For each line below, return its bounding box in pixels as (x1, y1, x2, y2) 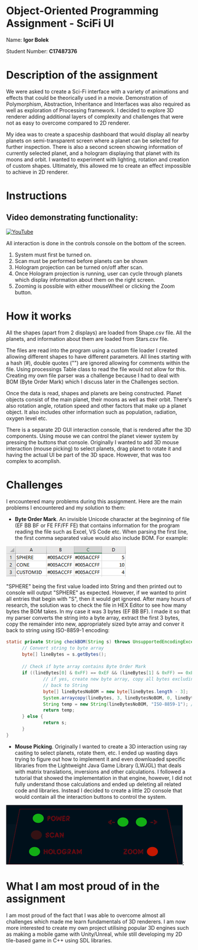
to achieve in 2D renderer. (6, 168, 69, 175)
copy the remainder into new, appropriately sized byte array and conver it (6, 620, 184, 627)
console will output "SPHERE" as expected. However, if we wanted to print (6, 589, 187, 596)
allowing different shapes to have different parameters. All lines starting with (6, 353, 192, 360)
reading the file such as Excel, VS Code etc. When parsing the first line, (14, 528, 189, 535)
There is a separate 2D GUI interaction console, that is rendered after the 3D (6, 426, 192, 433)
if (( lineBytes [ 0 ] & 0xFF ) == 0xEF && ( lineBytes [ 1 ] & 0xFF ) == (21, 670, 183, 676)
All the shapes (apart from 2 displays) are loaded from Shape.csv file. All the (6, 329, 192, 336)
